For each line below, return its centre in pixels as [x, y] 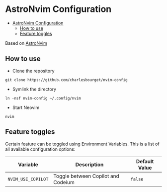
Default [145, 161]
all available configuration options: [40, 149]
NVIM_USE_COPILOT [28, 179]
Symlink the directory [34, 89]
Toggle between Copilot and [86, 176]
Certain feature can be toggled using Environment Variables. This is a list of [83, 144]
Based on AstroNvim [26, 43]
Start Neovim [26, 107]
